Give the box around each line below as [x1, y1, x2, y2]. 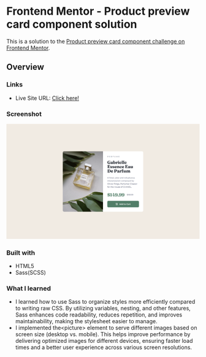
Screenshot [6, 109, 42, 118]
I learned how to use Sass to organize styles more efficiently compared [15, 298, 196, 305]
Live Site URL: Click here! [15, 94, 80, 102]
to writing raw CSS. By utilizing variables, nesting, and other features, [15, 305, 191, 312]
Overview [6, 62, 45, 72]
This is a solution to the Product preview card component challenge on [6, 37, 185, 45]
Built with [6, 248, 36, 257]
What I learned [6, 284, 51, 293]
